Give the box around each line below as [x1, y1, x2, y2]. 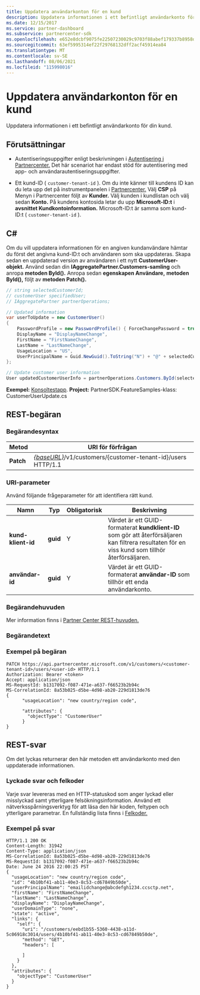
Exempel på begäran [6, 648, 67, 656]
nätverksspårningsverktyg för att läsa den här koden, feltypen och [6, 803, 169, 810]
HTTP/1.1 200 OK [6, 838, 46, 844]
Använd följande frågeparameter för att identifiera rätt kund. [6, 492, 154, 499]
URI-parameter [6, 478, 51, 486]
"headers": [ [21, 942, 55, 948]
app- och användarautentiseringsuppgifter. [14, 168, 121, 175]
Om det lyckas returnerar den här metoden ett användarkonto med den [6, 755, 180, 763]
